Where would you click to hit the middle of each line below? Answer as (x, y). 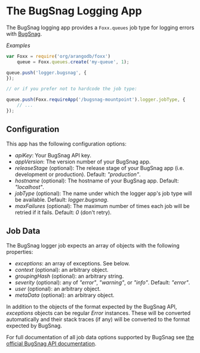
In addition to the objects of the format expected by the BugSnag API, (92, 306)
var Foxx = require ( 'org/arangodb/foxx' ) (59, 56)
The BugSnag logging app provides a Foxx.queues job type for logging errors (100, 27)
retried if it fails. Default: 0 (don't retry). (63, 212)
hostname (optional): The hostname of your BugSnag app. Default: (97, 181)
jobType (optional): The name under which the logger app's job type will (103, 193)
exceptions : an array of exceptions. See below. (72, 263)
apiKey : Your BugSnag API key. (53, 155)
